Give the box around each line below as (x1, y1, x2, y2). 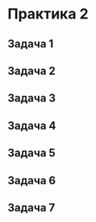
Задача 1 (7, 37, 54, 51)
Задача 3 (7, 92, 56, 105)
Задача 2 (7, 64, 56, 77)
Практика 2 (7, 5, 90, 23)
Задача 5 (7, 146, 56, 160)
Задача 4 (7, 118, 56, 133)
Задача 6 (7, 174, 56, 187)
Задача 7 (7, 200, 56, 214)
